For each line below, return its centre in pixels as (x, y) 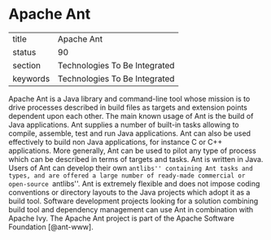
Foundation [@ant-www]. (51, 227)
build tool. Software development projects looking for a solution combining (133, 201)
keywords (31, 78)
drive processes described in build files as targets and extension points (128, 107)
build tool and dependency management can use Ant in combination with (131, 209)
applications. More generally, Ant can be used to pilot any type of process (132, 151)
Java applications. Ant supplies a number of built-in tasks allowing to (124, 124)
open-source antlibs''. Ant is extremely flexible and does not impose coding (134, 183)
